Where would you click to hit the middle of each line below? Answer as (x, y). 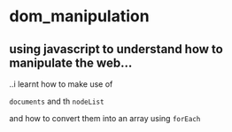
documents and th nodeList (57, 101)
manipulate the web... (71, 62)
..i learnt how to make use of (61, 84)
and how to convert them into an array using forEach (105, 118)
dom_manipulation (79, 16)
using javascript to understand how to (116, 49)
